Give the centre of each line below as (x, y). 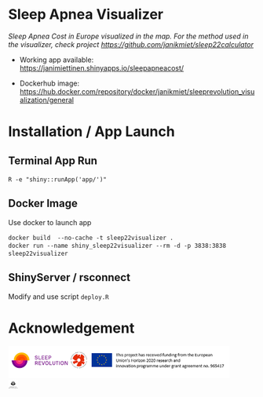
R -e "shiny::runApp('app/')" (58, 179)
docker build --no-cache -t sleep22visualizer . (91, 238)
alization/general (47, 100)
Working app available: (57, 60)
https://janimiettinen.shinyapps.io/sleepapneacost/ (102, 67)
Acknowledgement (71, 328)
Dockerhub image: (49, 83)
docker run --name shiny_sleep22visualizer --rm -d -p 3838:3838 (117, 246)
